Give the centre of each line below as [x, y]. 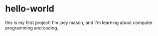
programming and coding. [32, 27]
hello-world [30, 9]
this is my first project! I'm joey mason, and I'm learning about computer [79, 22]
